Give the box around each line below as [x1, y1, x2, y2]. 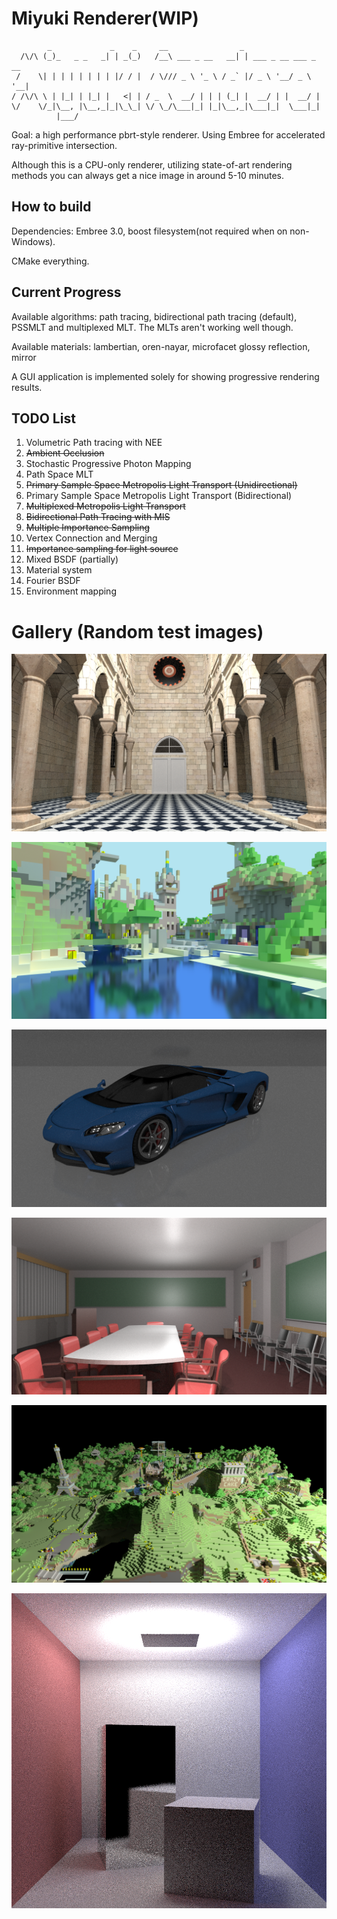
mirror [11, 351, 37, 363]
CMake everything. [11, 255, 90, 267]
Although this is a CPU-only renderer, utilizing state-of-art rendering [11, 158, 293, 171]
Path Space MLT [25, 468, 94, 481]
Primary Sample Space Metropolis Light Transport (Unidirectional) [25, 479, 298, 491]
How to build [11, 198, 92, 216]
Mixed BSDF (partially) [25, 553, 119, 566]
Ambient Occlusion [25, 447, 105, 459]
